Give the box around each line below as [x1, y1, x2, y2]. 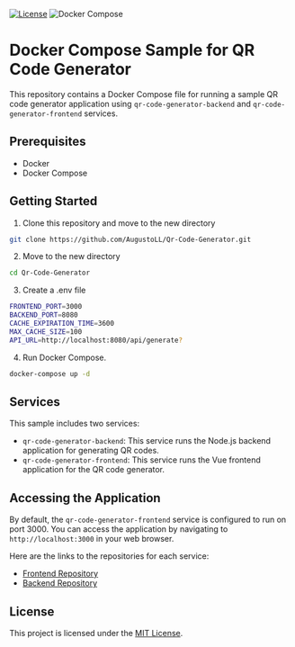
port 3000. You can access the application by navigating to [9, 524, 228, 535]
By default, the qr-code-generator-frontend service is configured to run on [9, 514, 287, 526]
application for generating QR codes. [22, 445, 159, 456]
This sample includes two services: [9, 418, 140, 429]
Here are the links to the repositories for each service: [9, 551, 210, 562]
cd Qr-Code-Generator [9, 268, 91, 278]
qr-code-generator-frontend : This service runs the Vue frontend [22, 454, 261, 465]
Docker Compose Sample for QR [9, 40, 255, 60]
